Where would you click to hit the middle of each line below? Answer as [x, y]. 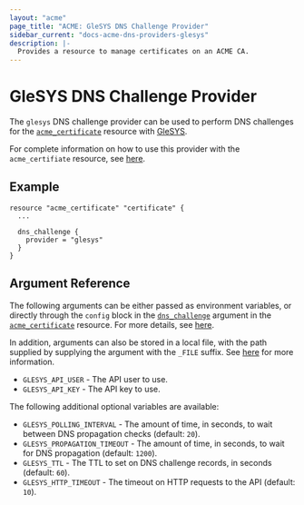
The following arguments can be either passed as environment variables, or [151, 305]
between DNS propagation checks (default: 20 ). [112, 433]
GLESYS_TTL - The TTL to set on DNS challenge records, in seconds [147, 462]
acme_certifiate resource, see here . [78, 159]
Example [34, 187]
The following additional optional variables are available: [114, 406]
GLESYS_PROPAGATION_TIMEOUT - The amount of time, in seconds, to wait [153, 443]
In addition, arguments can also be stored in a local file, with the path [138, 342]
